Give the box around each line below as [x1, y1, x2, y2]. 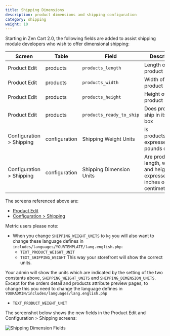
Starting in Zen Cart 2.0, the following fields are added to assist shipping [5, 35, 156, 42]
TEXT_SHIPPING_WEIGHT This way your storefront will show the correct [20, 254, 163, 260]
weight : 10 [5, 21, 28, 27]
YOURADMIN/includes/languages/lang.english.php [5, 291, 108, 296]
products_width [82, 80, 119, 86]
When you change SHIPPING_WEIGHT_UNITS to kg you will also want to [12, 233, 154, 239]
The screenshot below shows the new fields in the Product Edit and [5, 310, 146, 316]
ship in [144, 111, 160, 119]
